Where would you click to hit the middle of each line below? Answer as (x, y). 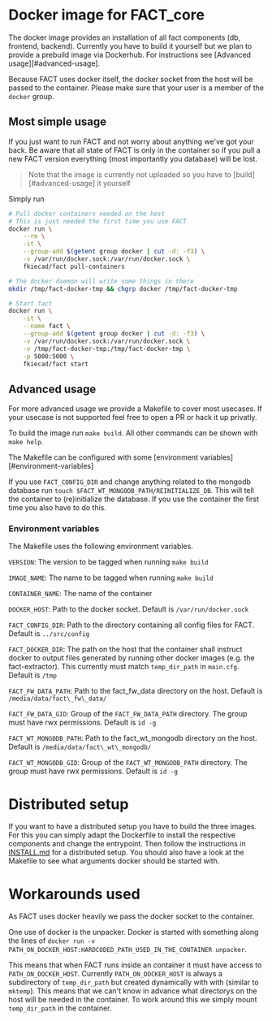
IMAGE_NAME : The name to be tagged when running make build (111, 578)
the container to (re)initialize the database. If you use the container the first (134, 499)
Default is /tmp (32, 675)
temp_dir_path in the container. (60, 1008)
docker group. (31, 96)
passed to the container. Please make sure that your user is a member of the (136, 88)
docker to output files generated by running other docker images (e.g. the (132, 658)
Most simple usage (58, 122)
